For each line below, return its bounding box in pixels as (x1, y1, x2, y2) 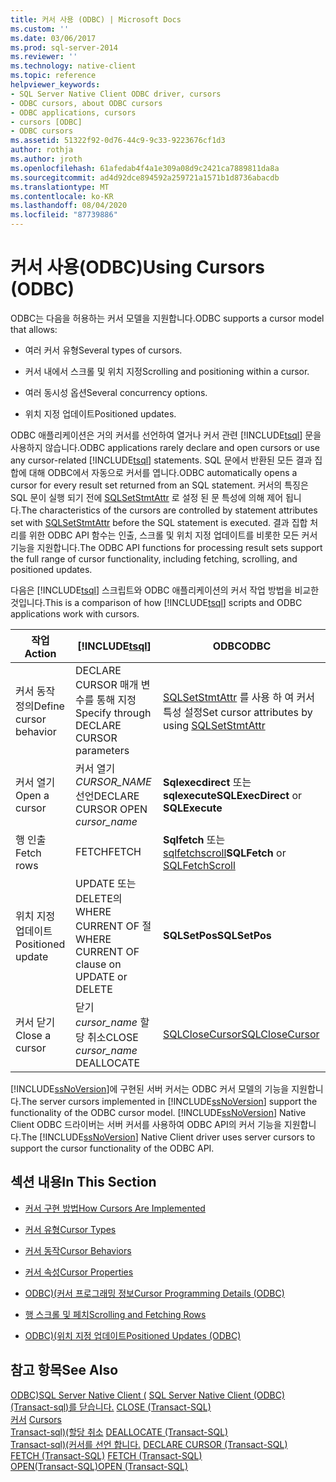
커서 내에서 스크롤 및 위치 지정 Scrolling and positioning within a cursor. (24, 365, 310, 377)
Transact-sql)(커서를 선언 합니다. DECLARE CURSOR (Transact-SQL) (10, 1438, 288, 1450)
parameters (75, 743, 130, 757)
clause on (75, 957, 122, 971)
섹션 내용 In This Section (10, 1174, 157, 1191)
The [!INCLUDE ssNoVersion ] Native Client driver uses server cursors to (20, 1131, 316, 1143)
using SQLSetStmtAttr (162, 718, 266, 732)
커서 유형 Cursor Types (24, 1223, 117, 1235)
